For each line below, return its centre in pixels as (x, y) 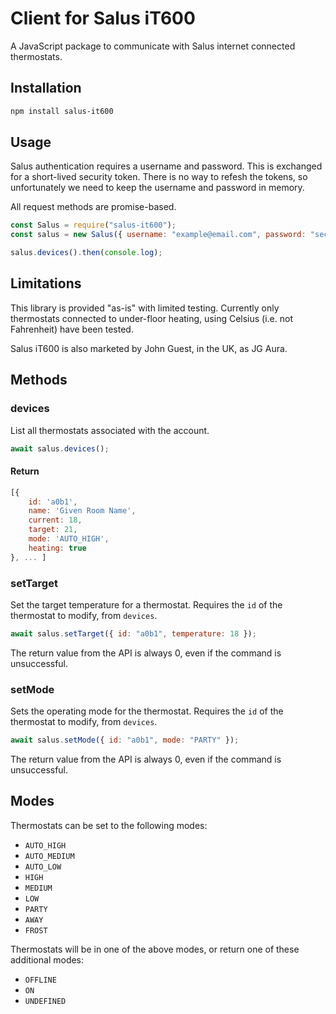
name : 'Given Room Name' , (82, 511)
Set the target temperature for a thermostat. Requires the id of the (146, 604)
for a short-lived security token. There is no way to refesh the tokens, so (159, 177)
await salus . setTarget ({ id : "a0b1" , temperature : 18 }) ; (133, 633)
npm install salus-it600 (62, 111)
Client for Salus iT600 (103, 18)
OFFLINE (40, 980)
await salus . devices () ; (60, 448)
